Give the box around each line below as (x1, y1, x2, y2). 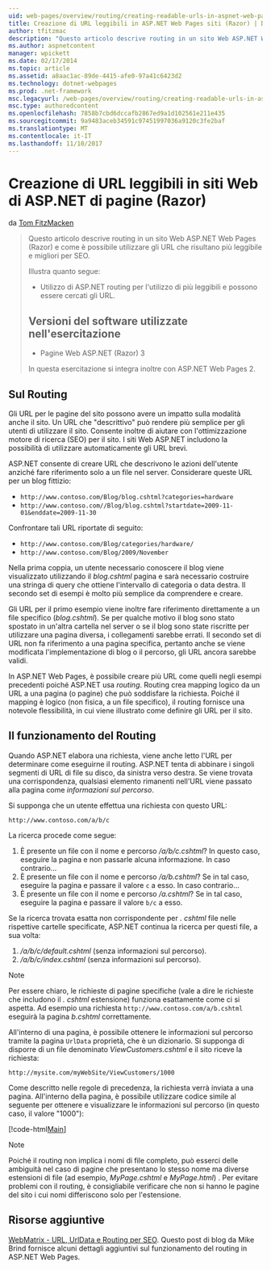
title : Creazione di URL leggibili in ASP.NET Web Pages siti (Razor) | (8, 19, 258, 27)
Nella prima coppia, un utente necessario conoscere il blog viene (8, 563, 224, 573)
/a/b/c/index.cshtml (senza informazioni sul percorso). (19, 954, 202, 964)
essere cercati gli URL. (40, 291, 115, 301)
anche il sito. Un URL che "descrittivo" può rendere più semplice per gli (8, 418, 245, 427)
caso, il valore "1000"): (8, 1108, 85, 1118)
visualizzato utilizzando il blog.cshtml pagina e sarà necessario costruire (8, 571, 249, 582)
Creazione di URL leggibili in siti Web (8, 175, 259, 192)
